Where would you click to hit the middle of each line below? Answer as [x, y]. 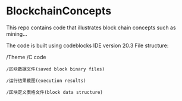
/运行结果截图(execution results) [46, 81]
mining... [17, 33]
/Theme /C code [26, 57]
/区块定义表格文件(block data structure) [54, 92]
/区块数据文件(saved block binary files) [56, 69]
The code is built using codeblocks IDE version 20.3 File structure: [87, 45]
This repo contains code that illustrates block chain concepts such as [91, 27]
